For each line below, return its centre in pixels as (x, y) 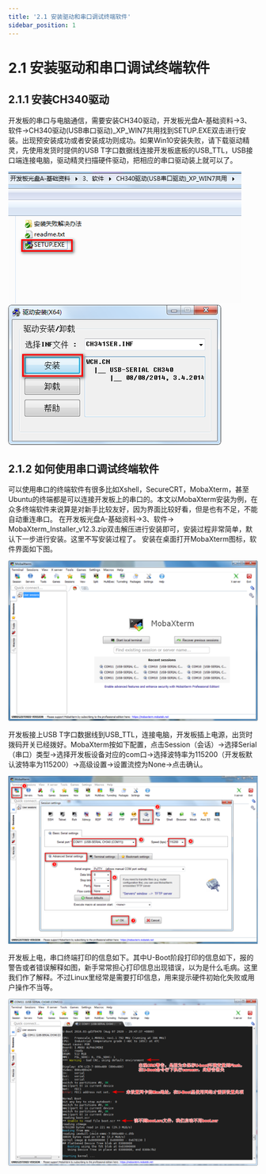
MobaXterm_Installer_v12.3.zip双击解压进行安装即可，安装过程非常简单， (127, 529)
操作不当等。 (36, 987)
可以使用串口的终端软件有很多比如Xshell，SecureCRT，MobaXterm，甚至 (129, 489)
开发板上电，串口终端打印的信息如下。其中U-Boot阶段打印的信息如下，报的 (131, 957)
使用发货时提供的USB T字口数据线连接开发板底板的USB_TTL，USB (138, 150)
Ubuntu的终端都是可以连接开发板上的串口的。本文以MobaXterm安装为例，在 (133, 500)
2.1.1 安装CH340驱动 (59, 100)
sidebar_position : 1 (42, 25)
